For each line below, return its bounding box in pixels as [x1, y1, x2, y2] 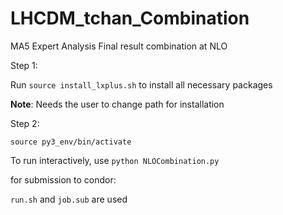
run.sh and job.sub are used [10, 193, 128, 205]
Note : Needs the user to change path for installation [10, 98, 225, 110]
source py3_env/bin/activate [10, 137, 132, 147]
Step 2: [10, 117, 40, 129]
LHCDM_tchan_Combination [10, 7, 250, 30]
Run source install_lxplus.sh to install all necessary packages [10, 78, 273, 91]
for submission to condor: [10, 173, 117, 186]
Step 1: [10, 59, 38, 71]
